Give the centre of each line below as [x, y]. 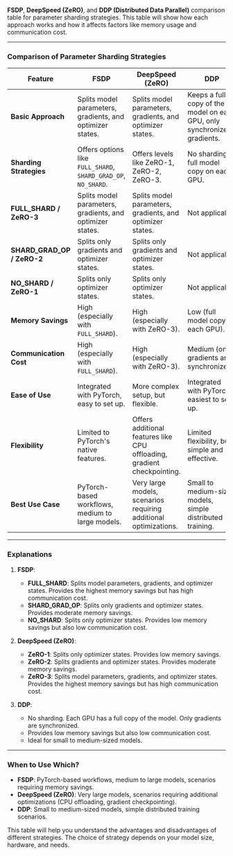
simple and [205, 450]
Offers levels [153, 154]
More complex [156, 387]
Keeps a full [206, 95]
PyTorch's [94, 442]
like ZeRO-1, [153, 162]
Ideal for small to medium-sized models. [85, 740]
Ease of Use [31, 395]
